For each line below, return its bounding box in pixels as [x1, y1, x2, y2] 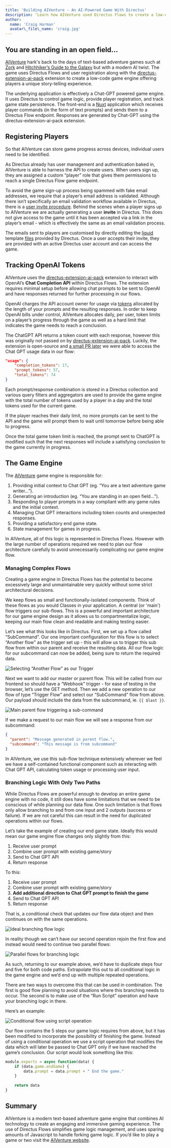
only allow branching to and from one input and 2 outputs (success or [5, 807, 152, 813]
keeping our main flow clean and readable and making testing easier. [5, 618, 150, 625]
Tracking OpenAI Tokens [5, 261, 85, 269]
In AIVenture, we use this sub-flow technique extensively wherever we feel [5, 756, 162, 762]
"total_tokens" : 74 [14, 372, 56, 378]
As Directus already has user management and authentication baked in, [5, 161, 155, 167]
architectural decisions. [5, 587, 54, 593]
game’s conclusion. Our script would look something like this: [5, 1049, 134, 1055]
